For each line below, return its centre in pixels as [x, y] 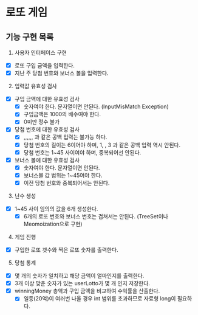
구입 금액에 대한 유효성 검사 [47, 99]
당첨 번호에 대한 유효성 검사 [47, 130]
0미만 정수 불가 [42, 122]
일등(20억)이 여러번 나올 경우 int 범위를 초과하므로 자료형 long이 [100, 299]
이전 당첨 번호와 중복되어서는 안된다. [67, 182]
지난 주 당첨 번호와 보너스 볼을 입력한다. [61, 73]
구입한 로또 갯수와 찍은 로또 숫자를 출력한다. [67, 250]
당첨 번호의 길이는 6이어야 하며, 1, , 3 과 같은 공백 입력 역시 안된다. [102, 145]
